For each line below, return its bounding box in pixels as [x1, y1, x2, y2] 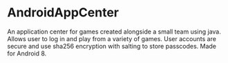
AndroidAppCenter [7, 5, 120, 21]
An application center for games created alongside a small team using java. [7, 27, 221, 36]
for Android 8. [7, 49, 47, 58]
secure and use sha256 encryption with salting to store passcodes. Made [7, 42, 216, 50]
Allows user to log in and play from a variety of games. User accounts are [7, 34, 216, 42]
